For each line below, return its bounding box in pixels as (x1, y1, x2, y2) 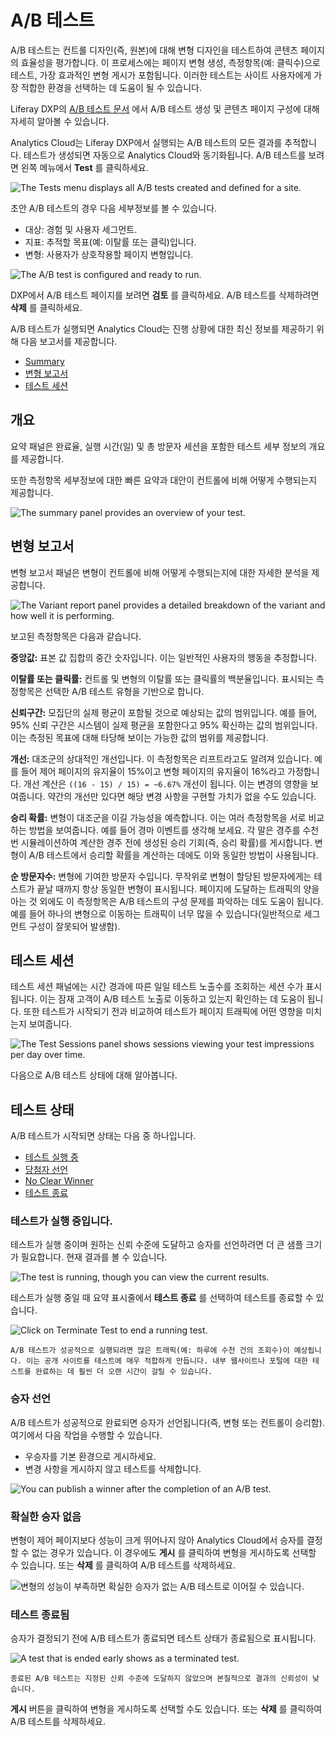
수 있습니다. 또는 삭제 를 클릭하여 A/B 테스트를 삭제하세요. (10, 1559, 236, 1571)
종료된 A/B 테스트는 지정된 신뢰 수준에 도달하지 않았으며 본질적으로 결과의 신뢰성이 (10, 1674, 308, 1684)
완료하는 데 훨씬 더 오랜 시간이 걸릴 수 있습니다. (34, 1367, 213, 1377)
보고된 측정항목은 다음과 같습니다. (10, 630, 142, 642)
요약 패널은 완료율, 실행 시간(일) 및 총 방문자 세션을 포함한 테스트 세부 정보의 (10, 440, 307, 452)
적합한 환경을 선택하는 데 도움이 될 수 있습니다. (20, 81, 203, 93)
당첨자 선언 (24, 1164, 69, 1176)
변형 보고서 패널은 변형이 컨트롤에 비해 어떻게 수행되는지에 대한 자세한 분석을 (10, 566, 310, 578)
